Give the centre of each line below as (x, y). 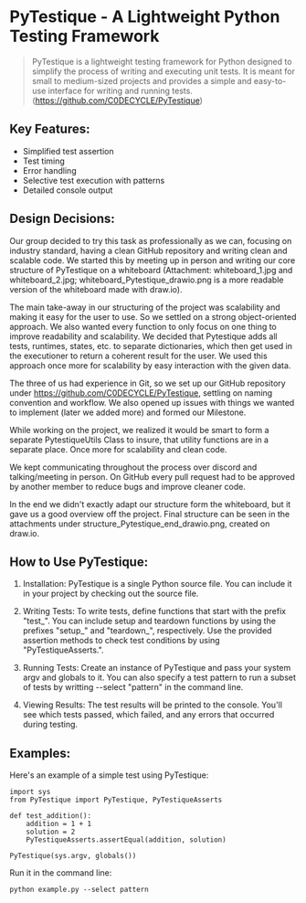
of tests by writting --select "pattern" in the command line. (133, 687)
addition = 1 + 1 (59, 824)
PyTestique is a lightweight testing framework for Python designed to (162, 61)
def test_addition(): (51, 816)
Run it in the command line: (61, 873)
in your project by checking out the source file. (111, 594)
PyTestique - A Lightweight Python (145, 17)
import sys (30, 792)
